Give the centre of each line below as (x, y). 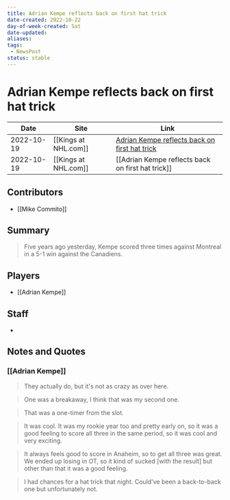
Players (24, 276)
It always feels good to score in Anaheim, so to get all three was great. (123, 453)
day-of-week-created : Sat (44, 26)
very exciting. (43, 440)
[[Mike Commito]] (42, 209)
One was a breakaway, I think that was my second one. (102, 399)
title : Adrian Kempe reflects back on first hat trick (87, 13)
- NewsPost (25, 52)
